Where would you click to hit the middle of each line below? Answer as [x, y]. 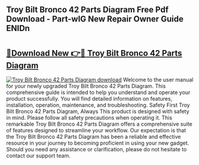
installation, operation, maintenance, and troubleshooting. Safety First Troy [98, 105]
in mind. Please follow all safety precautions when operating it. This [89, 118]
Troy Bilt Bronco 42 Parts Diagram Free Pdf [88, 10]
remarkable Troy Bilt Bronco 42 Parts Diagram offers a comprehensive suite [99, 124]
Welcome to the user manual [158, 80]
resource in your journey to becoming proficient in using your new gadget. [98, 143]
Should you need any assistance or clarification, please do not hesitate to [97, 149]
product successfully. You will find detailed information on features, [89, 99]
